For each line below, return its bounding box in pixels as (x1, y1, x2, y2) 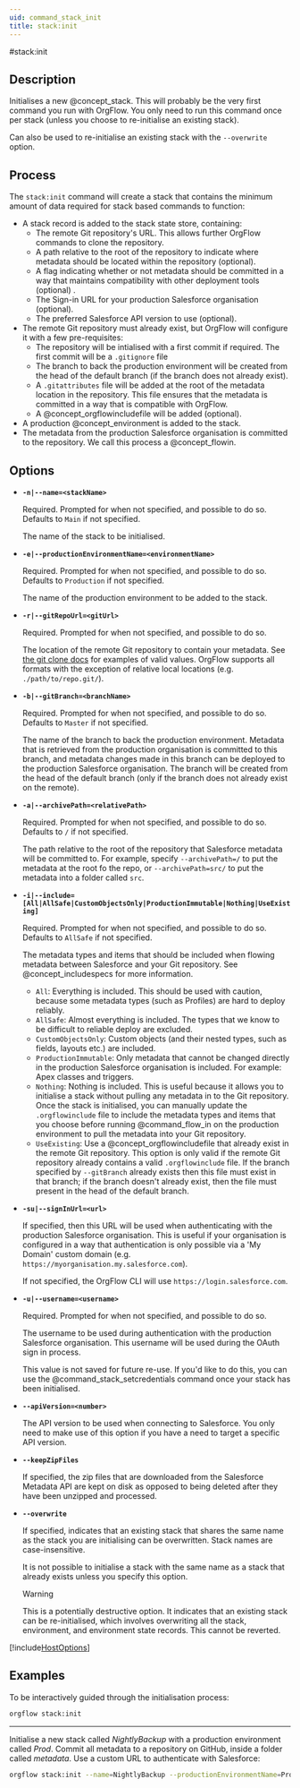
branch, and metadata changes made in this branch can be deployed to (21, 753, 286, 764)
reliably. (35, 1005, 65, 1015)
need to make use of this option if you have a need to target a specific (21, 1427, 280, 1438)
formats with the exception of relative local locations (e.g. (21, 663, 234, 674)
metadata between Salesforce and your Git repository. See (21, 959, 238, 970)
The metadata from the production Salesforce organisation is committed (21, 427, 288, 439)
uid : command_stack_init (9, 13, 102, 22)
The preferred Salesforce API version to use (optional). (35, 313, 237, 324)
